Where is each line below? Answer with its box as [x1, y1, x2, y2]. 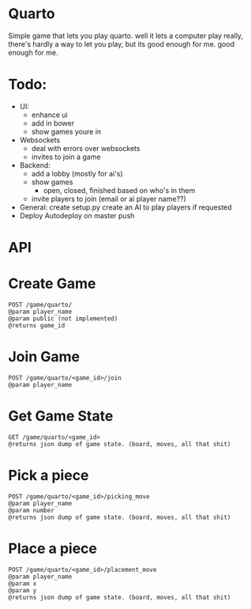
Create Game [8, 274, 96, 293]
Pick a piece [8, 467, 89, 485]
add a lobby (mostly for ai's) [31, 168, 124, 178]
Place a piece [8, 539, 97, 558]
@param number [8, 506, 55, 514]
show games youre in [31, 127, 102, 136]
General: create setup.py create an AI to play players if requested [19, 202, 232, 212]
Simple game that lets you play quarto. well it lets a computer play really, [8, 31, 243, 40]
